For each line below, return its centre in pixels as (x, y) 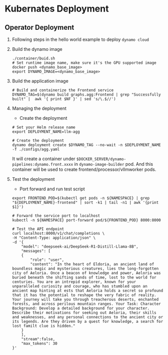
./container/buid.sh (33, 58)
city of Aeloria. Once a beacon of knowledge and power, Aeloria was (87, 273)
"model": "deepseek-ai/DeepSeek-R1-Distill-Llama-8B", (80, 247)
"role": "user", (47, 260)
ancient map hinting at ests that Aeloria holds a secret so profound (88, 291)
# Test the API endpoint (38, 229)
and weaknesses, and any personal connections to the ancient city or (88, 317)
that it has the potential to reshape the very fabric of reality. (84, 295)
